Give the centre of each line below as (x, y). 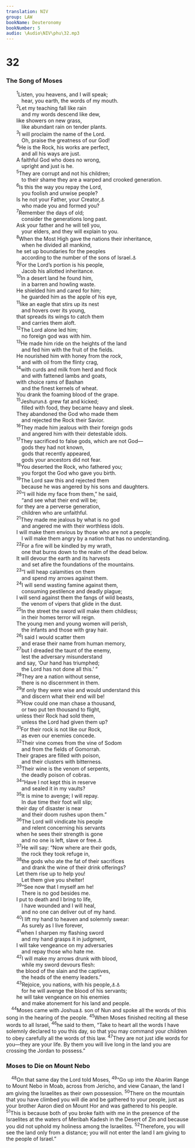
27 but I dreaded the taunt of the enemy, (64, 650)
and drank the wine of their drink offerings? (73, 867)
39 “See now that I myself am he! (55, 887)
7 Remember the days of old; (50, 212)
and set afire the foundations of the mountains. (78, 565)
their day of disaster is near (50, 808)
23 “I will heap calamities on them (56, 571)
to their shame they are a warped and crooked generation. (92, 179)
